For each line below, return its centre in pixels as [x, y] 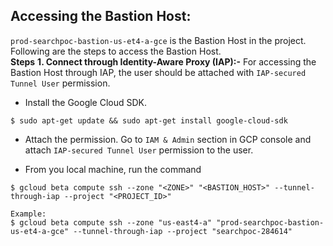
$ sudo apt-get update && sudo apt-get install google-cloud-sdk [149, 120]
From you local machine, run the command [113, 169]
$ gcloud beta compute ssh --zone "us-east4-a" [111, 222]
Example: [28, 214]
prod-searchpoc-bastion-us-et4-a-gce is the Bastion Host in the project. [158, 40]
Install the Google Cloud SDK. [86, 102]
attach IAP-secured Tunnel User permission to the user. [139, 150]
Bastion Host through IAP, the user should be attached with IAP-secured [158, 72]
